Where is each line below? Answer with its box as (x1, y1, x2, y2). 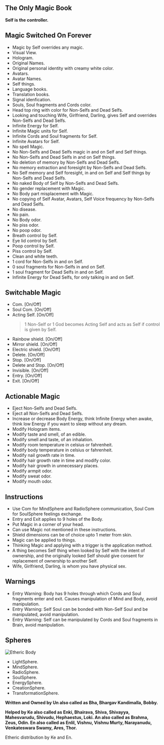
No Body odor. (12, 216, 42, 223)
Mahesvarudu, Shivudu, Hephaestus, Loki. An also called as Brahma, (5, 714, 149, 720)
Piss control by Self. (12, 248, 53, 254)
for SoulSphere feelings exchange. (12, 511, 82, 517)
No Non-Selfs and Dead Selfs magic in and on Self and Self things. (12, 149, 147, 154)
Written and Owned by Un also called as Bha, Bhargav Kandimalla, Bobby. (5, 699, 159, 705)
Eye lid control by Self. (12, 238, 58, 243)
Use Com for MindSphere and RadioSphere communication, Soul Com (12, 506, 155, 512)
